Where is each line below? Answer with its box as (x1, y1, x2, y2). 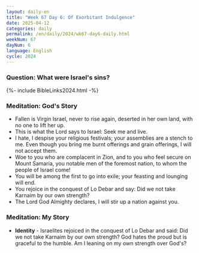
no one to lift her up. (14, 122, 65, 129)
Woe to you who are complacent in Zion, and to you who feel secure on (14, 153, 192, 161)
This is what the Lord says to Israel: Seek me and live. (14, 128, 148, 135)
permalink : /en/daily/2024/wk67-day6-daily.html (6, 31, 130, 37)
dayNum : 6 (6, 43, 31, 49)
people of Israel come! (14, 166, 71, 174)
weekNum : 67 (6, 37, 36, 43)
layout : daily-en (6, 8, 50, 15)
